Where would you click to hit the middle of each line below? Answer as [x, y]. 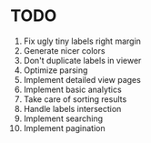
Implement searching [63, 118]
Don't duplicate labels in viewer [82, 60]
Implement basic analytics [72, 89]
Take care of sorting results [75, 99]
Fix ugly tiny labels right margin [82, 41]
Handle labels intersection [72, 108]
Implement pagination [64, 128]
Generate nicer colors [64, 50]
